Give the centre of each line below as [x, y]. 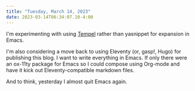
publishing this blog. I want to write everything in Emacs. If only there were [97, 58]
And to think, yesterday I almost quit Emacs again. [67, 81]
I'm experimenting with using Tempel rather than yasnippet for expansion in [98, 33]
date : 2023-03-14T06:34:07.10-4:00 [50, 17]
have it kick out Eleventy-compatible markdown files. [70, 70]
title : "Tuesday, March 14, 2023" [49, 11]
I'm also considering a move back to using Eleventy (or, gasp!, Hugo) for [94, 51]
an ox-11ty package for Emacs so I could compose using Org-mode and [93, 64]
